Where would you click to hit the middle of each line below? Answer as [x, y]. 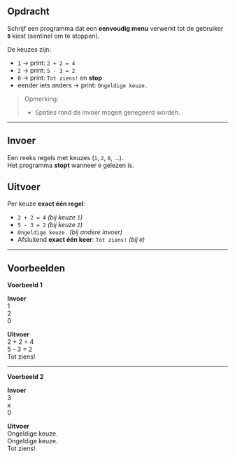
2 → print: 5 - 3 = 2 [46, 70]
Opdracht [29, 12]
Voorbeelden [36, 268]
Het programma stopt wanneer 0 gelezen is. [71, 165]
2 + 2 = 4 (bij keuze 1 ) [50, 217]
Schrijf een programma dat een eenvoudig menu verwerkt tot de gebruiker [115, 28]
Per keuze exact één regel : [47, 204]
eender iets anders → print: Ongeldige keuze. [83, 85]
